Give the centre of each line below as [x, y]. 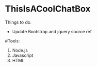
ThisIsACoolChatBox [48, 9]
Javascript [23, 55]
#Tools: [13, 41]
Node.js [20, 50]
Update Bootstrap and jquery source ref [52, 31]
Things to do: [18, 22]
